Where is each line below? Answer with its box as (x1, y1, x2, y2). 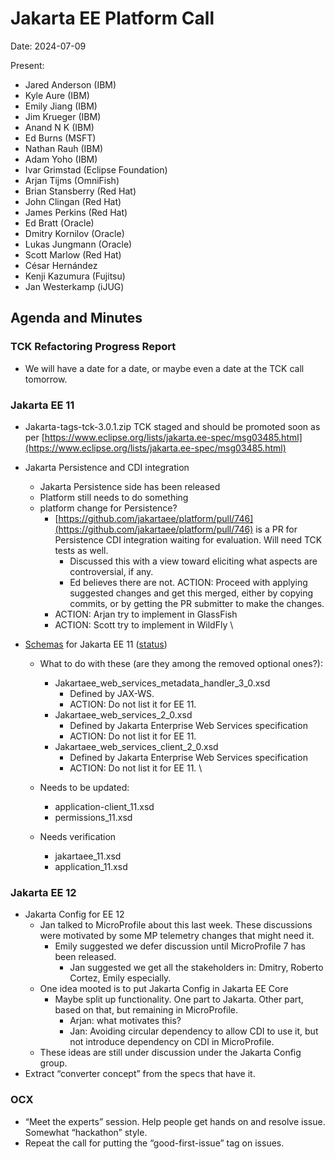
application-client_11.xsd (54, 800, 155, 812)
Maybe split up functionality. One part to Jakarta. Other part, (54, 993, 304, 1006)
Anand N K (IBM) (24, 121, 95, 133)
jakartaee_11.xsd (54, 850, 122, 862)
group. (39, 1057, 68, 1069)
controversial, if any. (69, 565, 154, 577)
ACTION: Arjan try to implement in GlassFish (54, 608, 238, 620)
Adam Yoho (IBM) (24, 153, 98, 165)
